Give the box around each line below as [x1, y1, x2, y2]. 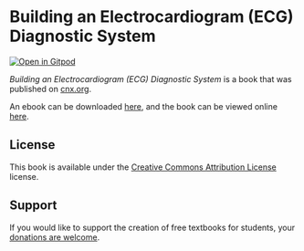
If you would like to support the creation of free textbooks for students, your [9, 222, 295, 233]
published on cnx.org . [9, 83, 92, 94]
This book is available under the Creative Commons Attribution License [9, 162, 277, 173]
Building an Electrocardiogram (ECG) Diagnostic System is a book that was [9, 73, 292, 84]
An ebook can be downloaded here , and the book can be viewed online [9, 100, 278, 111]
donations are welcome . [9, 231, 100, 243]
